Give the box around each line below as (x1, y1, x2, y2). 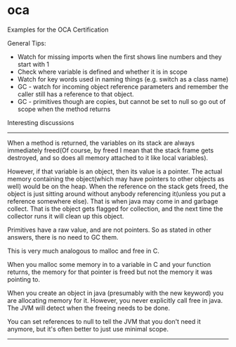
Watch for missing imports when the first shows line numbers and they (17, 52, 223, 61)
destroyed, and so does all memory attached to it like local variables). (7, 153, 209, 162)
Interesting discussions (7, 118, 74, 126)
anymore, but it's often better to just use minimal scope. (7, 325, 169, 333)
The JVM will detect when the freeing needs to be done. (7, 303, 171, 312)
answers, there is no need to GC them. (7, 233, 119, 241)
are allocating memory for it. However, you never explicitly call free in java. (7, 296, 223, 304)
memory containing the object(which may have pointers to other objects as (7, 174, 225, 183)
